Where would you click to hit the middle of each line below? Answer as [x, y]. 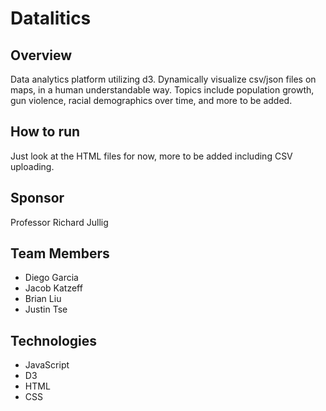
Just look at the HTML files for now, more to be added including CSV [151, 156]
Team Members [60, 253]
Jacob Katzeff [53, 288]
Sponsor [37, 198]
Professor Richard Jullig [59, 222]
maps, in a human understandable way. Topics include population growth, [162, 90]
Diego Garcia [51, 278]
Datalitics [51, 18]
